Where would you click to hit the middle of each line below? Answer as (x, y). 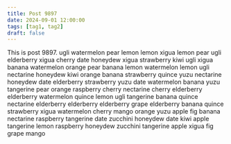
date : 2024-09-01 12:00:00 (46, 20)
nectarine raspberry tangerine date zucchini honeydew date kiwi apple (108, 119)
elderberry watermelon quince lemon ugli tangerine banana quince (103, 97)
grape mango (26, 134)
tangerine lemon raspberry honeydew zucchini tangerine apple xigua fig (110, 126)
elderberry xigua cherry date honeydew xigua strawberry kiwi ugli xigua (110, 60)
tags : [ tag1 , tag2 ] (35, 26)
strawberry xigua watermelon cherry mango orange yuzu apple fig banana (114, 111)
